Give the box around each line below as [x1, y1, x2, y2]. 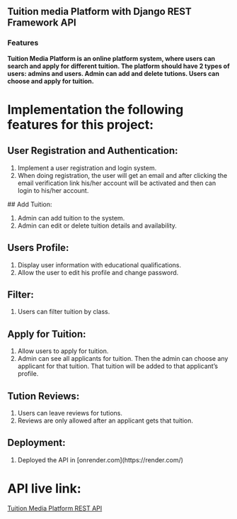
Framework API [7, 17, 76, 29]
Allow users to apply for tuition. [17, 347, 109, 355]
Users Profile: [7, 242, 69, 254]
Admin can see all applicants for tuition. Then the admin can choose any [17, 355, 229, 363]
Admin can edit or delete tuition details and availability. [17, 221, 177, 230]
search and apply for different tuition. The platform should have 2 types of [7, 62, 230, 70]
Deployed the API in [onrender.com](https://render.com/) [17, 455, 184, 464]
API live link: [7, 480, 81, 496]
